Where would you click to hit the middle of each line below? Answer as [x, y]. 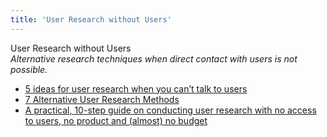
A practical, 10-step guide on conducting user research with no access [170, 110]
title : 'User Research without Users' [91, 19]
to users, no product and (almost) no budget [116, 120]
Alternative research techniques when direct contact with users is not [154, 58]
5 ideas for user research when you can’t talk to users [136, 88]
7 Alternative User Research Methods [102, 99]
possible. [29, 69]
